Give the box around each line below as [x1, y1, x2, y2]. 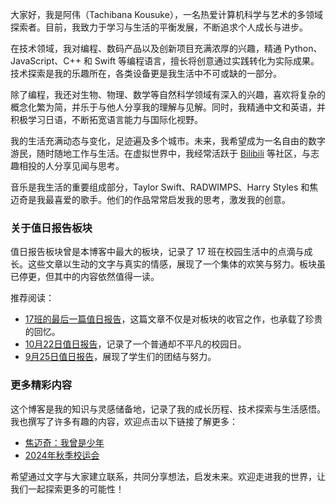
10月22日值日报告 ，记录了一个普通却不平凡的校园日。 [24, 338, 247, 350]
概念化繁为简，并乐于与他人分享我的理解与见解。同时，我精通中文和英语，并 [10, 101, 326, 113]
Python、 [283, 43, 323, 54]
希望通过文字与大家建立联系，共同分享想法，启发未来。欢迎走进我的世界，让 [10, 470, 326, 482]
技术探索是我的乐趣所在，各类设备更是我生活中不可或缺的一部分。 [10, 68, 282, 79]
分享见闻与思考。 [53, 160, 125, 172]
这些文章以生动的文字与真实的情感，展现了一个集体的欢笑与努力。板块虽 [27, 258, 326, 270]
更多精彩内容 [10, 378, 73, 392]
